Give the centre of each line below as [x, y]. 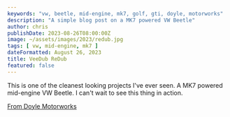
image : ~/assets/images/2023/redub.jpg [65, 40]
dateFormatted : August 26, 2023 [54, 53]
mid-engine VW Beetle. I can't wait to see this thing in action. [95, 93]
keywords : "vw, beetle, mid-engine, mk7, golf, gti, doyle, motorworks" [115, 14]
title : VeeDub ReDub [37, 59]
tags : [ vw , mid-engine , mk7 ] [53, 46]
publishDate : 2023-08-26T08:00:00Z [59, 33]
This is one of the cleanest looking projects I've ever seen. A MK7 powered [115, 85]
